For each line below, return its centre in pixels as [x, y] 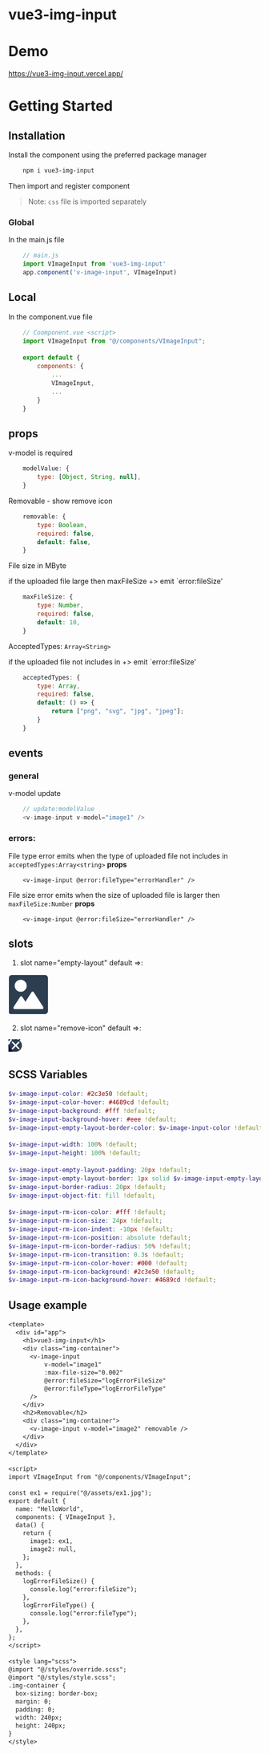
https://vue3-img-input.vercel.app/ [66, 74]
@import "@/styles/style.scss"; [62, 1678]
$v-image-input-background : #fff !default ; [82, 1110]
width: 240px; [39, 1718]
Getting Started [61, 106]
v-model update [35, 794]
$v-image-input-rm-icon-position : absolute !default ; [100, 1238]
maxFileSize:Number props [52, 903]
